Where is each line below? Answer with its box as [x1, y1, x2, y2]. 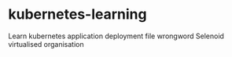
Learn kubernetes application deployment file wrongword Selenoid [8, 31, 224, 41]
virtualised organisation [8, 39, 84, 48]
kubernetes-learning [8, 5, 147, 23]
